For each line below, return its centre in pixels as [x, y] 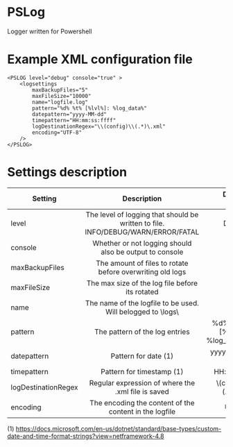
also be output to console [142, 252]
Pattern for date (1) [142, 356]
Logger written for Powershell [50, 31]
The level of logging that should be [142, 214]
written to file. [142, 223]
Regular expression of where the [142, 382]
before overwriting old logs [142, 271]
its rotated [142, 292]
